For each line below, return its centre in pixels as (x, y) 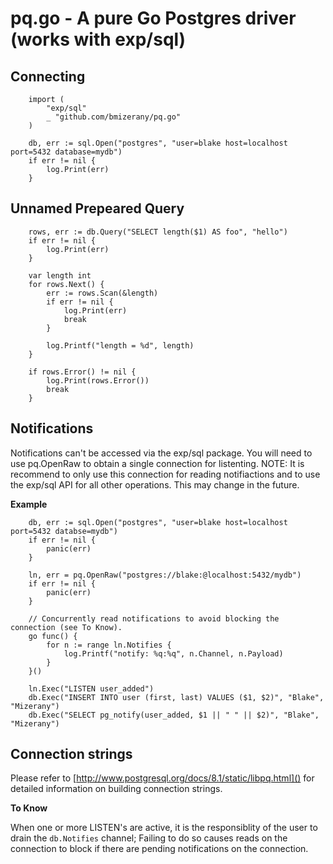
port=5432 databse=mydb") (64, 531)
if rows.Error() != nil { (82, 372)
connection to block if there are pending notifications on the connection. (159, 849)
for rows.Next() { (66, 284)
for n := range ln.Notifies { (109, 645)
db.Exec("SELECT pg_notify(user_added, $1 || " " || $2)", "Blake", (174, 715)
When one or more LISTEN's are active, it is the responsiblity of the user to (164, 828)
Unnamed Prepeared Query (97, 208)
